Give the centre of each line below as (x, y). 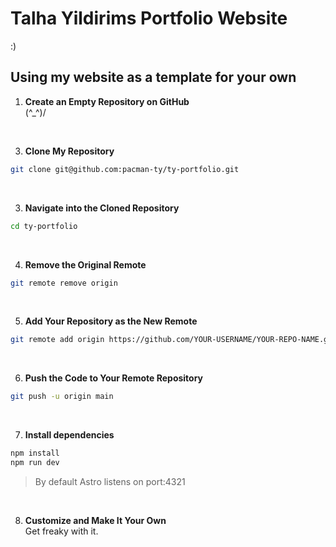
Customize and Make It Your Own (95, 520)
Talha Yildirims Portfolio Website (149, 18)
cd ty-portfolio (44, 226)
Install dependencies (69, 435)
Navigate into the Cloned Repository (102, 208)
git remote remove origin (64, 283)
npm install (35, 453)
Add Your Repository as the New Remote (111, 321)
